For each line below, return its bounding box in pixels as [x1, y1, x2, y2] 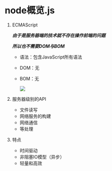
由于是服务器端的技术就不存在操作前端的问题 [12, 32, 106, 38]
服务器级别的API [12, 96, 47, 102]
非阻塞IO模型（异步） [19, 154, 65, 160]
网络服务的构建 [19, 113, 51, 119]
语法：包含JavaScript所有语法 [19, 54, 82, 60]
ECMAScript [12, 21, 38, 28]
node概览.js [5, 5, 55, 16]
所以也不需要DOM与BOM [12, 43, 65, 49]
